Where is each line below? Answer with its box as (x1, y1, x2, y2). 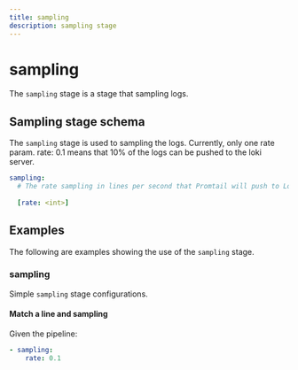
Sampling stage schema (9, 114, 145, 129)
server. (9, 157, 35, 167)
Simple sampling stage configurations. (9, 289, 148, 299)
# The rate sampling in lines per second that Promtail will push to (17, 182, 279, 191)
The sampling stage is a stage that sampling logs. (9, 89, 189, 99)
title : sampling (9, 12, 69, 22)
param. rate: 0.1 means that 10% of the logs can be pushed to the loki (9, 147, 262, 158)
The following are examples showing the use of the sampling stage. (9, 246, 255, 257)
